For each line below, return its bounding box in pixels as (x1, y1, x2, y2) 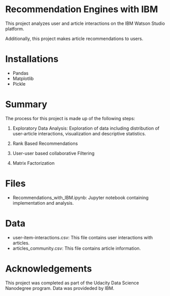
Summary (5, 99, 47, 110)
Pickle (12, 81, 26, 87)
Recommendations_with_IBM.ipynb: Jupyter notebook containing (12, 194, 149, 201)
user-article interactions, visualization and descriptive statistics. (12, 130, 146, 136)
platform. (5, 25, 24, 31)
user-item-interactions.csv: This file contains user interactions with (12, 234, 153, 240)
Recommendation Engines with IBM (5, 4, 158, 15)
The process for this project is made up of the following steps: (5, 115, 135, 121)
